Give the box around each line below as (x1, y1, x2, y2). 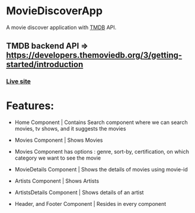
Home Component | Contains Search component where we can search (14, 119, 188, 126)
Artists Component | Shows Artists (14, 177, 100, 185)
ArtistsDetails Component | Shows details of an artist (14, 189, 144, 196)
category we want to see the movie (14, 154, 101, 161)
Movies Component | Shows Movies (14, 136, 103, 144)
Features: (6, 99, 55, 113)
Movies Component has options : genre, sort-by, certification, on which (14, 148, 190, 155)
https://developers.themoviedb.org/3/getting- (6, 50, 183, 61)
